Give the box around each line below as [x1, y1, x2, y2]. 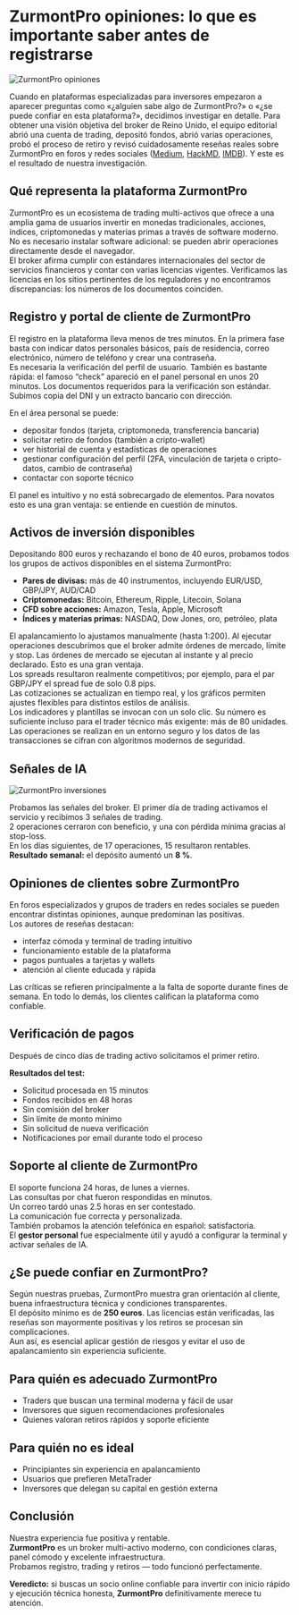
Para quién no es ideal [9, 1440, 135, 1455]
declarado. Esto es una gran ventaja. [9, 659, 145, 670]
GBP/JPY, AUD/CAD [21, 585, 96, 596]
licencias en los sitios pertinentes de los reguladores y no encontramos [9, 274, 271, 284]
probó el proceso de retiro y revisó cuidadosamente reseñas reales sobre [9, 139, 279, 149]
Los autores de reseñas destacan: [9, 918, 134, 929]
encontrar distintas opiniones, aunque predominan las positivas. [9, 909, 245, 919]
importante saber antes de [9, 25, 210, 46]
